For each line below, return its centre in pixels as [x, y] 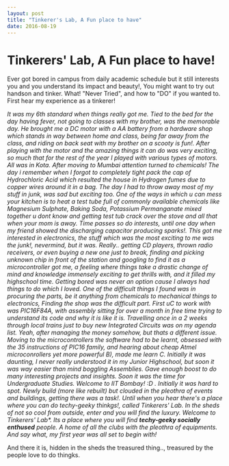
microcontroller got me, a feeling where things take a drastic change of [108, 267]
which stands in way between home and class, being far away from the [108, 136]
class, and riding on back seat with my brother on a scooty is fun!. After [109, 143]
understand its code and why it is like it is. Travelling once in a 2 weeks [107, 318]
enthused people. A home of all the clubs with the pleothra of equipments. [112, 427]
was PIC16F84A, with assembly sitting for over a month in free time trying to [114, 311]
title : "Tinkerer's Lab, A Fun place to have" [75, 20]
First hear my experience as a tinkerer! [62, 101]
